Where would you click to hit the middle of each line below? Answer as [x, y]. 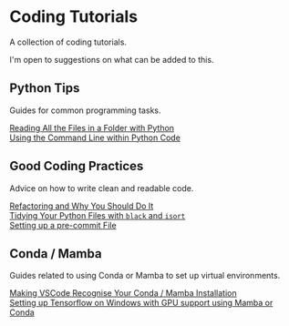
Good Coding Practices [77, 166]
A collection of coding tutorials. [68, 42]
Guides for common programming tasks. [85, 110]
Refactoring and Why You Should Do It [82, 206]
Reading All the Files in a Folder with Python [92, 127]
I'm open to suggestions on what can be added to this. [112, 59]
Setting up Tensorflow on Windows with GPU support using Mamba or [141, 303]
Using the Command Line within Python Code [95, 138]
